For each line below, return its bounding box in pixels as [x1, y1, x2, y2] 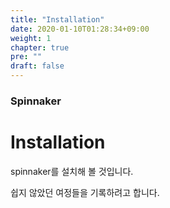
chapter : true [10, 42, 70, 53]
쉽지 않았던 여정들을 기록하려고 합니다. [10, 186, 160, 198]
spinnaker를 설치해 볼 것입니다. [10, 165, 134, 177]
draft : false [10, 61, 65, 71]
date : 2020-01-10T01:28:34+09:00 [10, 24, 150, 34]
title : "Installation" [10, 14, 105, 25]
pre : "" [10, 52, 43, 62]
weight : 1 [10, 33, 52, 43]
